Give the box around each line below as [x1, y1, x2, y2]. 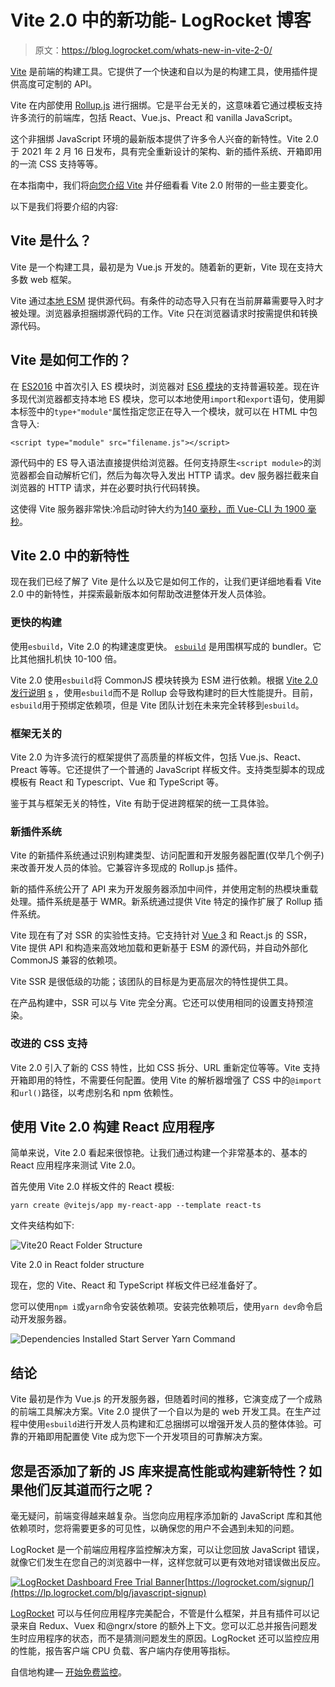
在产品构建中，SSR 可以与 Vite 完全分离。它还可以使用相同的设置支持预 [10, 997, 305, 1009]
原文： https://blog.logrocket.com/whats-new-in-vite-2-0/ [34, 44, 273, 56]
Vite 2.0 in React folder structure [10, 1259, 145, 1271]
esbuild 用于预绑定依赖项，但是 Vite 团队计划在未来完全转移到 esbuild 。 [10, 699, 305, 711]
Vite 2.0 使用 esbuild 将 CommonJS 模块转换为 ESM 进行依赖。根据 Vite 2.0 [10, 674, 318, 686]
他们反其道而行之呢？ [23, 1481, 155, 1498]
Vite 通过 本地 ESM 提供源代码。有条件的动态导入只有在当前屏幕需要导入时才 [10, 294, 325, 306]
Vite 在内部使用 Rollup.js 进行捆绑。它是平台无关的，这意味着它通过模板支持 [10, 99, 323, 111]
